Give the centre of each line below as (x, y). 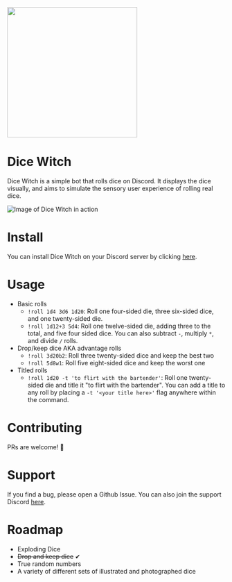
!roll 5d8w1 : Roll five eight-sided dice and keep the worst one (116, 363)
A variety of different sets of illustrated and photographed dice (106, 571)
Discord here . (27, 501)
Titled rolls (32, 370)
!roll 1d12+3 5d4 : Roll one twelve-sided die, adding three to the (119, 326)
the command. (48, 399)
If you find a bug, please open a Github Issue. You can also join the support (114, 494)
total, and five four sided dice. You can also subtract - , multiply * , (121, 333)
